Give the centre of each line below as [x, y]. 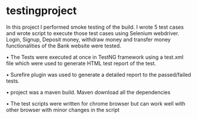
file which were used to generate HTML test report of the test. [81, 63]
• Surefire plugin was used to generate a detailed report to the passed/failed [98, 74]
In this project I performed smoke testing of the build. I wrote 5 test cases [95, 27]
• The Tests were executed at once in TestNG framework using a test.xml [95, 57]
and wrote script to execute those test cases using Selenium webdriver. [93, 33]
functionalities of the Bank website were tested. [64, 46]
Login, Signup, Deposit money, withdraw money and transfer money [89, 39]
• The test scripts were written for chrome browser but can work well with [96, 103]
